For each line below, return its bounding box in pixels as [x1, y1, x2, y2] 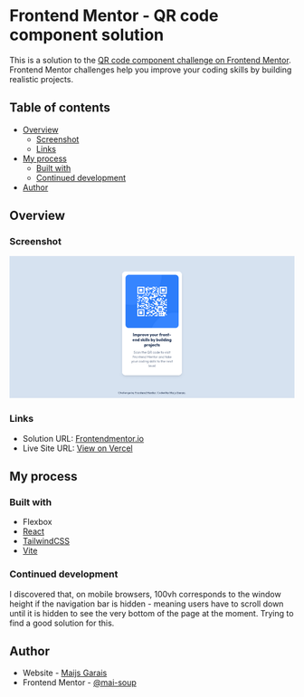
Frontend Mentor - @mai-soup [22, 677, 138, 688]
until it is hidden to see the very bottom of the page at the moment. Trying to [9, 607, 294, 618]
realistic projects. [9, 73, 74, 84]
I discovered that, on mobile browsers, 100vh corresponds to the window [9, 588, 282, 599]
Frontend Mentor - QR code [9, 5, 219, 26]
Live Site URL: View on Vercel [22, 443, 133, 454]
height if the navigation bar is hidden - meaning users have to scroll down [9, 598, 284, 609]
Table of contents [9, 100, 110, 116]
